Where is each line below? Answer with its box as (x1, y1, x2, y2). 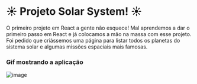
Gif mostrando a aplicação (6, 58, 84, 66)
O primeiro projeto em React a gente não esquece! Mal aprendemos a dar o (6, 24, 190, 31)
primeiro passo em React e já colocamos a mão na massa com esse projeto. (6, 30, 192, 37)
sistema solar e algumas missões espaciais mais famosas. (6, 43, 148, 50)
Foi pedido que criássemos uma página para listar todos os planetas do (6, 37, 180, 44)
